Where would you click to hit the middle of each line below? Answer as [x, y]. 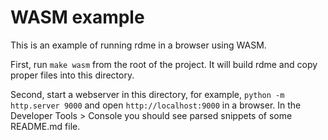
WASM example [77, 17]
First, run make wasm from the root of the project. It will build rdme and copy [164, 64]
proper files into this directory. [72, 75]
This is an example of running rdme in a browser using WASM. [138, 45]
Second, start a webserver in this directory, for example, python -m [147, 94]
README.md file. [45, 126]
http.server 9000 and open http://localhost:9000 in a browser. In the [156, 105]
